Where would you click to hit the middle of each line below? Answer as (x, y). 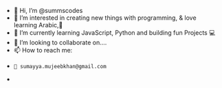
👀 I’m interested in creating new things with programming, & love (105, 18)
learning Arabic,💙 (38, 25)
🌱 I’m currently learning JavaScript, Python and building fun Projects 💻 (114, 33)
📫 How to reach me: (43, 50)
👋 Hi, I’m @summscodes (48, 11)
